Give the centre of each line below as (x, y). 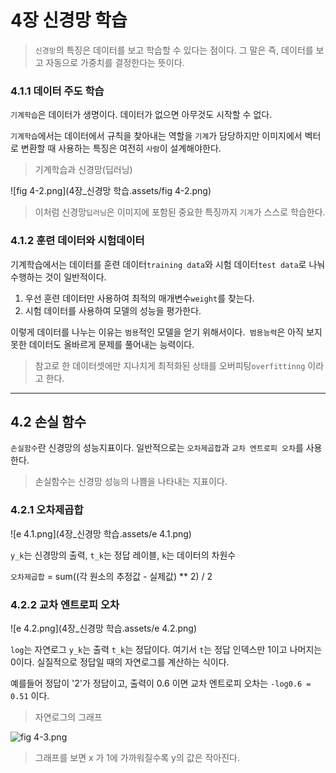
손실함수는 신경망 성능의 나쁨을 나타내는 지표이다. (131, 482)
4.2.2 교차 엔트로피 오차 (65, 604)
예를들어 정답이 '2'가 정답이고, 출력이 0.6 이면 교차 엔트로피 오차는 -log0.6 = (161, 683)
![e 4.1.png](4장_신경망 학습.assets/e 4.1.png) (101, 533)
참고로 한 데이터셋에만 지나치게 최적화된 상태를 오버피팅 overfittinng (170, 365)
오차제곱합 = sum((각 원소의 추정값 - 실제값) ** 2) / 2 (111, 576)
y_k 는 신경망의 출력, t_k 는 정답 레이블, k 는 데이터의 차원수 (123, 555)
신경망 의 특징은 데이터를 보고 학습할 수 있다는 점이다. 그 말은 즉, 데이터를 (174, 50)
